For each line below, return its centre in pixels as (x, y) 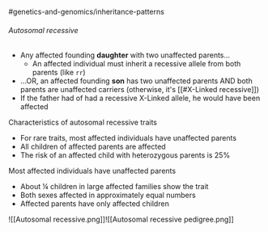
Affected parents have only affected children (95, 204)
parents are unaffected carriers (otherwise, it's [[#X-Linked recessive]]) (140, 90)
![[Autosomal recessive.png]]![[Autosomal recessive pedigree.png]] (121, 219)
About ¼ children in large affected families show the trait (114, 187)
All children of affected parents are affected (93, 147)
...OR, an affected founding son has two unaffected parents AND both (136, 81)
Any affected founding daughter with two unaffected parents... (125, 55)
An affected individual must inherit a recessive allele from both (136, 64)
